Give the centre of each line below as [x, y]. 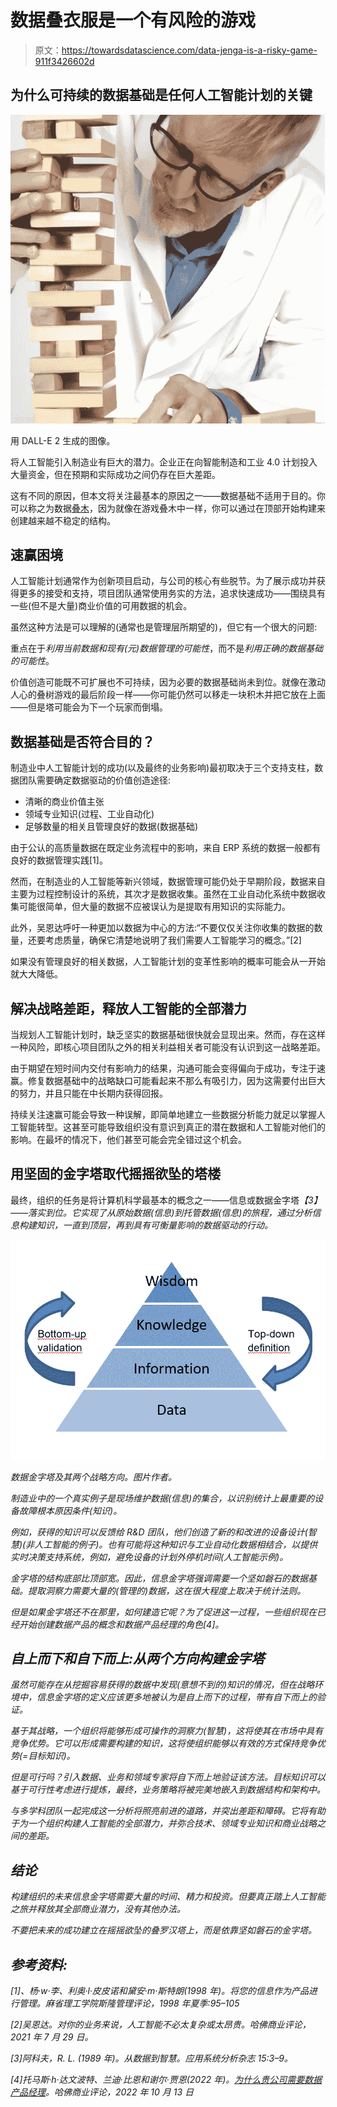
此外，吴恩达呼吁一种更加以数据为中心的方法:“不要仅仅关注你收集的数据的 [162, 928]
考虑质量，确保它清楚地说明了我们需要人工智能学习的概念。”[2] [173, 940]
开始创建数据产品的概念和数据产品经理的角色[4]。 [121, 1624]
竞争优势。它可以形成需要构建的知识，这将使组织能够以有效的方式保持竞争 [163, 1743]
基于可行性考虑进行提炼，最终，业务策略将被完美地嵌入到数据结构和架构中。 [168, 1790]
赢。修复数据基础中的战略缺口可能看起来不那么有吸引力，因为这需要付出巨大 [168, 1080]
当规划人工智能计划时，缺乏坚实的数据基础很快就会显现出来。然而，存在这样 [168, 1034]
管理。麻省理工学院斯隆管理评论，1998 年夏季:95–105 [129, 2003]
